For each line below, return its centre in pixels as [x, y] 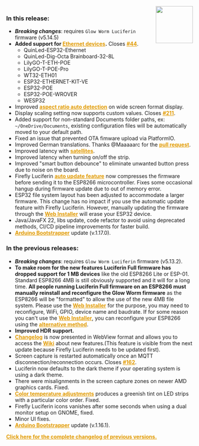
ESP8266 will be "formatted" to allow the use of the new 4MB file [94, 299]
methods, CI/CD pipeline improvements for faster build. [82, 227]
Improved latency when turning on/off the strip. [72, 157]
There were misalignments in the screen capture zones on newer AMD [101, 381]
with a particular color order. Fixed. [57, 400]
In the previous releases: [42, 249]
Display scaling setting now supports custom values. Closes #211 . [95, 113]
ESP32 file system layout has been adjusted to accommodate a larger [99, 195]
